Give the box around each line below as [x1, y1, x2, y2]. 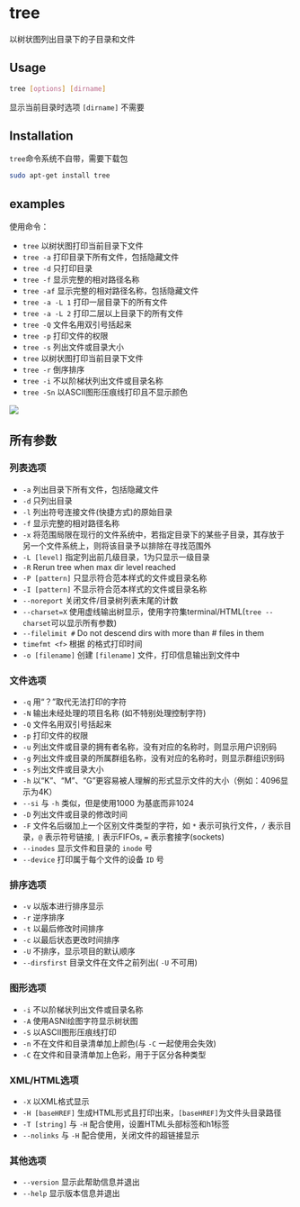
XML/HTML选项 [9, 1074, 79, 1086]
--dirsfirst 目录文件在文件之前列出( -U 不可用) [22, 957, 198, 968]
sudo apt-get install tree [9, 171, 110, 180]
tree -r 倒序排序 [22, 364, 85, 376]
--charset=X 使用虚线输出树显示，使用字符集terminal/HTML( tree [22, 606, 262, 617]
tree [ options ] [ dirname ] [9, 84, 106, 93]
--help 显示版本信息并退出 [22, 1188, 120, 1199]
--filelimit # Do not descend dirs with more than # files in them [22, 627, 265, 638]
